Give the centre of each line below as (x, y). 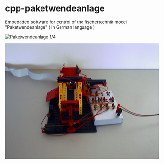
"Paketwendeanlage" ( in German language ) (50, 27)
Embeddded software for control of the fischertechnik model (66, 22)
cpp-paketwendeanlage (55, 9)
